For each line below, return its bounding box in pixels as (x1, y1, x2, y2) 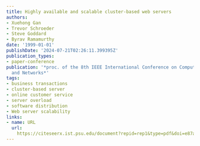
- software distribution (6, 102, 68, 109)
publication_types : (6, 53, 55, 59)
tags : (6, 75, 20, 81)
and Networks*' (11, 70, 49, 76)
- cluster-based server (6, 86, 65, 92)
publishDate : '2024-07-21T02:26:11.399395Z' (6, 48, 118, 54)
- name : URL (6, 120, 36, 126)
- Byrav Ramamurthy (6, 36, 55, 42)
